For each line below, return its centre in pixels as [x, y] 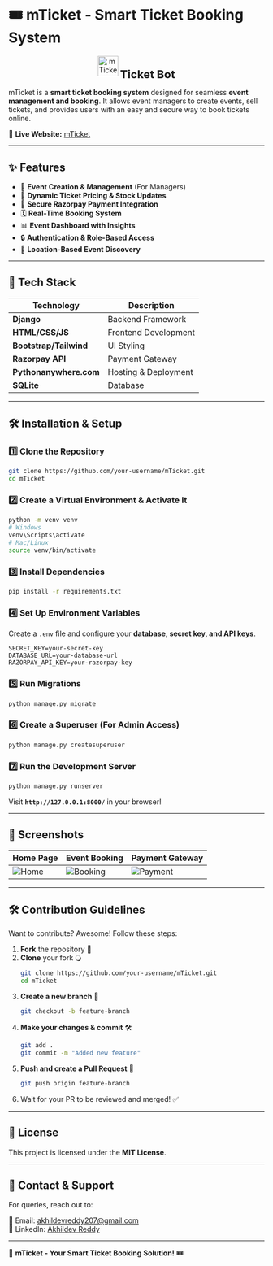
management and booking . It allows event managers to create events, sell [133, 101]
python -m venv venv [43, 520]
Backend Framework [147, 319]
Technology [56, 305]
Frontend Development [151, 332]
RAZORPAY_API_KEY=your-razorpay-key [70, 663]
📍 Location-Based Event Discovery [80, 249]
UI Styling [126, 346]
